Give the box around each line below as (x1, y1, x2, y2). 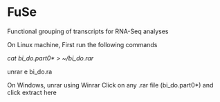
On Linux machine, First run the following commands (7, 40, 158, 49)
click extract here (7, 88, 57, 96)
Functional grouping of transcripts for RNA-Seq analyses (7, 27, 169, 35)
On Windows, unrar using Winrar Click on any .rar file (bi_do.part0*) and (7, 80, 214, 89)
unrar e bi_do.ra (7, 67, 53, 76)
